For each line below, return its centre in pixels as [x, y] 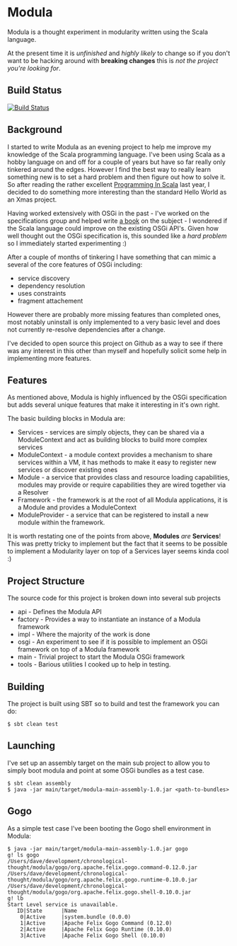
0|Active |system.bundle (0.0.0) [76, 917]
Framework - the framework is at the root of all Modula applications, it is [123, 500]
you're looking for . [34, 68]
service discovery [44, 278]
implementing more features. [50, 358]
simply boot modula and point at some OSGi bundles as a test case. [106, 770]
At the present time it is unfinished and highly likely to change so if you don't [119, 53]
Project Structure [46, 581]
